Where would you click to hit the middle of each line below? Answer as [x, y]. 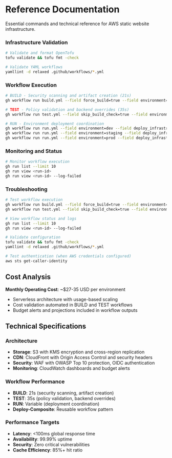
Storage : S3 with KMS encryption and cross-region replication [79, 352]
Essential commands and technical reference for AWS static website [77, 24]
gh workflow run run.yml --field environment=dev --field [68, 128]
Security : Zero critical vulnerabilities [51, 444]
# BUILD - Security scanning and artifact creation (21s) [68, 96]
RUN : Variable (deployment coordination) [56, 404]
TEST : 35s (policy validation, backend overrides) [64, 398]
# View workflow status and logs [41, 218]
